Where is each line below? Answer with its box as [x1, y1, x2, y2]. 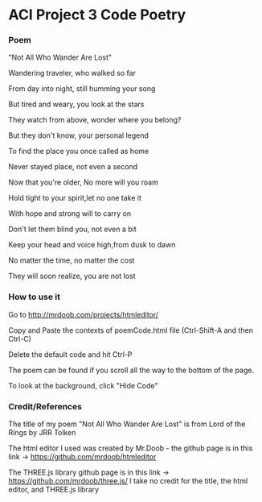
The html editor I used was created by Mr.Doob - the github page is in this [8, 443, 253, 453]
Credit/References [8, 400, 83, 412]
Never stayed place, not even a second [8, 162, 138, 172]
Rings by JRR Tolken [8, 428, 76, 438]
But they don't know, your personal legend [8, 131, 149, 140]
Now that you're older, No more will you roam [8, 177, 158, 187]
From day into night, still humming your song [8, 84, 156, 93]
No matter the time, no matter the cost [8, 255, 135, 265]
